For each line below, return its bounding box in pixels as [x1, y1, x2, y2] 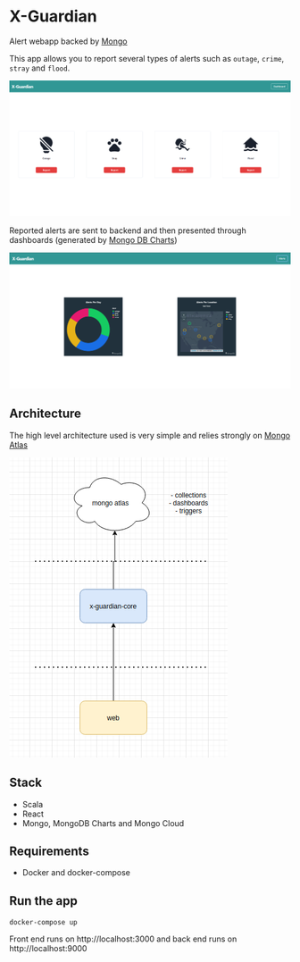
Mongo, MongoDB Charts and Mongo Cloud [21, 817, 185, 828]
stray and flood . [9, 63, 71, 73]
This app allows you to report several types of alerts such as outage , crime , [9, 53, 285, 63]
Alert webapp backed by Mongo [9, 36, 128, 46]
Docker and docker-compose [21, 867, 131, 878]
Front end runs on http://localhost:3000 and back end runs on [9, 933, 237, 944]
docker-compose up [9, 918, 78, 927]
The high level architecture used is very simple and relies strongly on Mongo [9, 430, 291, 440]
